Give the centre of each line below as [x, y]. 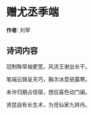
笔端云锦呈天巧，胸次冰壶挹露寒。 [48, 79]
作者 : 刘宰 [18, 30]
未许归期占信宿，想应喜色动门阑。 [48, 92]
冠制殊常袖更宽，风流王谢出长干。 [48, 66]
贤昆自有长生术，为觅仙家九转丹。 [48, 104]
